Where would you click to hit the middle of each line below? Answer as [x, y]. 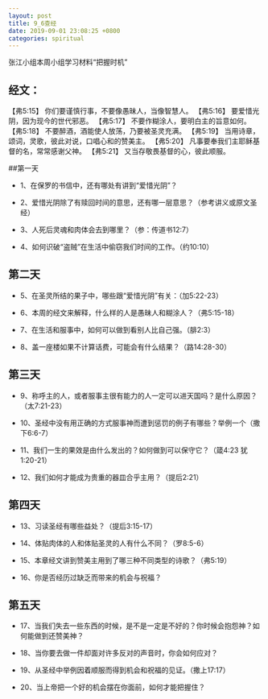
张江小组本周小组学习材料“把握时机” [68, 62]
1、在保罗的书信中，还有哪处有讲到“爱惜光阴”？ [99, 185]
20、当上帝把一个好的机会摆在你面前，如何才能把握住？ [113, 687]
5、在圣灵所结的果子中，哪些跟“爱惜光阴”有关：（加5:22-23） [122, 296]
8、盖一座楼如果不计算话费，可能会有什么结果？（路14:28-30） [126, 346]
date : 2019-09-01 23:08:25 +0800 [64, 31]
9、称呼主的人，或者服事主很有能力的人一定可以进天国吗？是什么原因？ [138, 395]
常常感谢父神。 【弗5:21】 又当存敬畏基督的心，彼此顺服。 [133, 151]
